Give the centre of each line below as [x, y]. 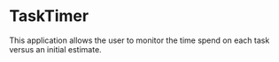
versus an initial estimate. [55, 49]
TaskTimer [49, 16]
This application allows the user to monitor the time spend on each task [139, 40]
